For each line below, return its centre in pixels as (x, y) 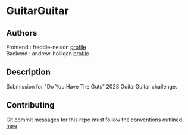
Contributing (30, 105)
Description (28, 72)
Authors (22, 33)
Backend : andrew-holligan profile (48, 54)
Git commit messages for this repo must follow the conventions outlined (94, 120)
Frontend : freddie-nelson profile (46, 47)
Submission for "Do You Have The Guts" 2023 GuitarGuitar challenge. (92, 86)
